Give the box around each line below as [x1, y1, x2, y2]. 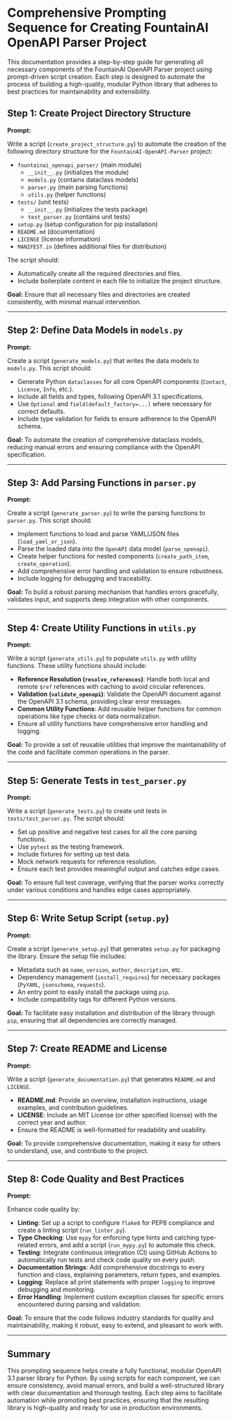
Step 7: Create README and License [7, 1043, 167, 1055]
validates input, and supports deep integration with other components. [7, 595, 210, 604]
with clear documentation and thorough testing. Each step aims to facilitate [7, 1389, 223, 1397]
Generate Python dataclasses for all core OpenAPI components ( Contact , [17, 377, 227, 385]
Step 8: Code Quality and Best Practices [7, 1173, 185, 1185]
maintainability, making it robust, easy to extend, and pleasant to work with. [7, 1321, 224, 1330]
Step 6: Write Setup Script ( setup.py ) [7, 912, 169, 924]
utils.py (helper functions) [27, 190, 107, 198]
